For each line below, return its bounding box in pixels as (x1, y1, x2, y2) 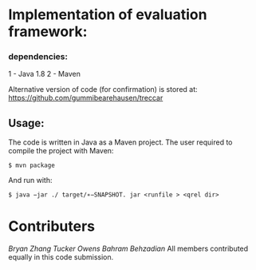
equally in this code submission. (8, 252, 114, 262)
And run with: (8, 176, 53, 185)
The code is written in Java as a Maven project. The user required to (8, 137, 233, 147)
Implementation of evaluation (8, 6, 207, 24)
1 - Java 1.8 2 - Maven (8, 69, 81, 79)
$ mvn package (8, 161, 56, 169)
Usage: (8, 116, 45, 129)
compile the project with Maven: (8, 146, 114, 156)
